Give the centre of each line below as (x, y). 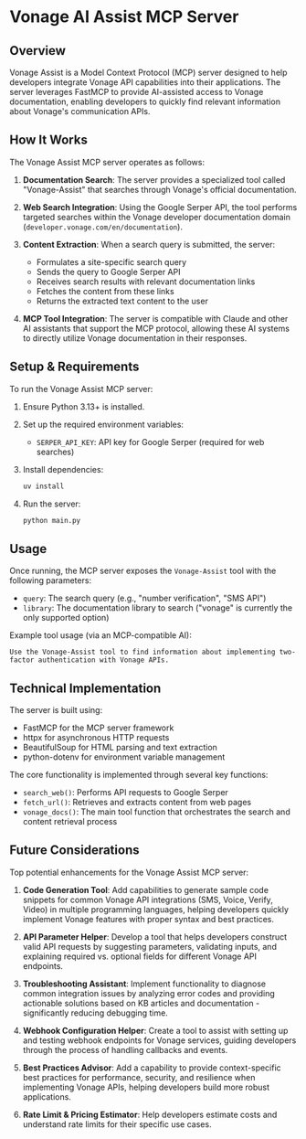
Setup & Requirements (74, 367)
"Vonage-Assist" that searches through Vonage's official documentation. (159, 189)
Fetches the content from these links (106, 291)
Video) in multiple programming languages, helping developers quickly (156, 909)
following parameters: (51, 580)
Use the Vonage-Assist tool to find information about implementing (142, 652)
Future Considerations (74, 851)
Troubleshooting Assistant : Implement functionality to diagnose (144, 984)
